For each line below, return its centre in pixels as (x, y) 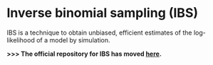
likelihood (21, 40)
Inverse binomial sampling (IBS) (103, 13)
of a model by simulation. (73, 40)
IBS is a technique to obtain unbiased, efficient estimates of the (99, 32)
